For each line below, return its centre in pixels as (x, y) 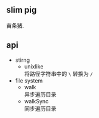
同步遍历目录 (40, 108)
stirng (22, 60)
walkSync (36, 101)
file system (29, 80)
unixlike (34, 66)
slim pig (22, 10)
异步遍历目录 (40, 94)
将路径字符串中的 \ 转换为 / (58, 73)
